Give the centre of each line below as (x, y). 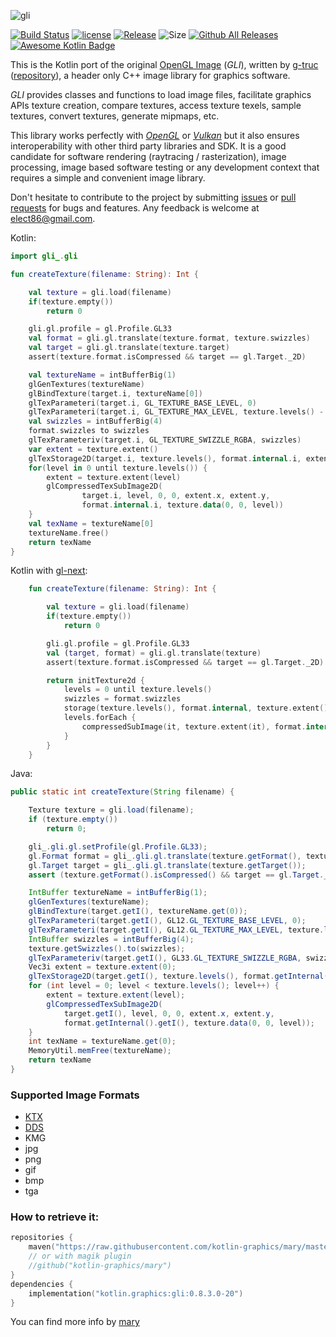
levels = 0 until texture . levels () (138, 690)
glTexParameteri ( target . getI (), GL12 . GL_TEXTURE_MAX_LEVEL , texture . (176, 930)
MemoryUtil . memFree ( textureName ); (100, 1051)
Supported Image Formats (75, 1095)
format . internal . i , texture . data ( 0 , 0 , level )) (182, 505)
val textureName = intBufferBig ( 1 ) (102, 375)
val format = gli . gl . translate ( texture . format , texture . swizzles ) (169, 338)
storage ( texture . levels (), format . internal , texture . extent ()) (198, 708)
